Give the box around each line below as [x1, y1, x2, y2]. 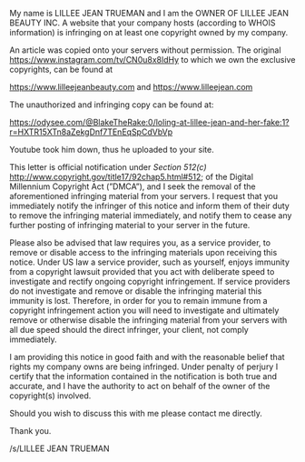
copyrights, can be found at [9, 64, 113, 75]
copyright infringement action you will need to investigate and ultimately [9, 305, 280, 316]
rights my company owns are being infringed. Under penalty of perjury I [9, 361, 279, 372]
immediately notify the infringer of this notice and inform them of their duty [9, 200, 290, 211]
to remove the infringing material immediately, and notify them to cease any [9, 210, 292, 221]
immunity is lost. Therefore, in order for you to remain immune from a [9, 296, 268, 306]
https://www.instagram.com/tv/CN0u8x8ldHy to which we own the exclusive [9, 55, 296, 65]
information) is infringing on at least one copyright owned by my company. [9, 27, 289, 37]
